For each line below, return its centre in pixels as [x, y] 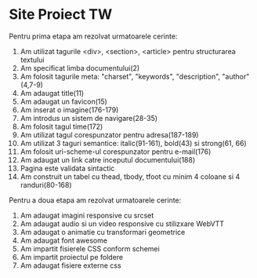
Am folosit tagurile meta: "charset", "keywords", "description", [120, 76]
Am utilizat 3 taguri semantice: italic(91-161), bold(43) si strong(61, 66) [133, 143]
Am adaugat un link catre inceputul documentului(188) [108, 159]
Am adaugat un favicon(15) [64, 101]
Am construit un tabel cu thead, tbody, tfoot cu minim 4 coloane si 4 [130, 176]
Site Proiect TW [61, 15]
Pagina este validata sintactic [67, 168]
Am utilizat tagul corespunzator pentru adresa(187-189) [109, 134]
